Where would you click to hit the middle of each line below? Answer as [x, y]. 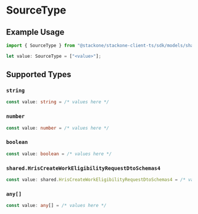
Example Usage [35, 32]
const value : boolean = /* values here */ [59, 154]
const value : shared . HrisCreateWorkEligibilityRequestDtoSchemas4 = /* [96, 180]
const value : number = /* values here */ [58, 128]
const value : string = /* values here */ [58, 102]
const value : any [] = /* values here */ [57, 206]
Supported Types [39, 75]
